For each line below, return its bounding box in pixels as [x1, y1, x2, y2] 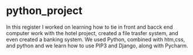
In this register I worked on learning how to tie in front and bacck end [6, 23, 173, 30]
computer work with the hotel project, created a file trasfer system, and [6, 29, 178, 36]
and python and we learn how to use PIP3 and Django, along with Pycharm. [6, 42, 189, 49]
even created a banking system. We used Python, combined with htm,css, [6, 36, 185, 43]
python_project [6, 4, 83, 18]
